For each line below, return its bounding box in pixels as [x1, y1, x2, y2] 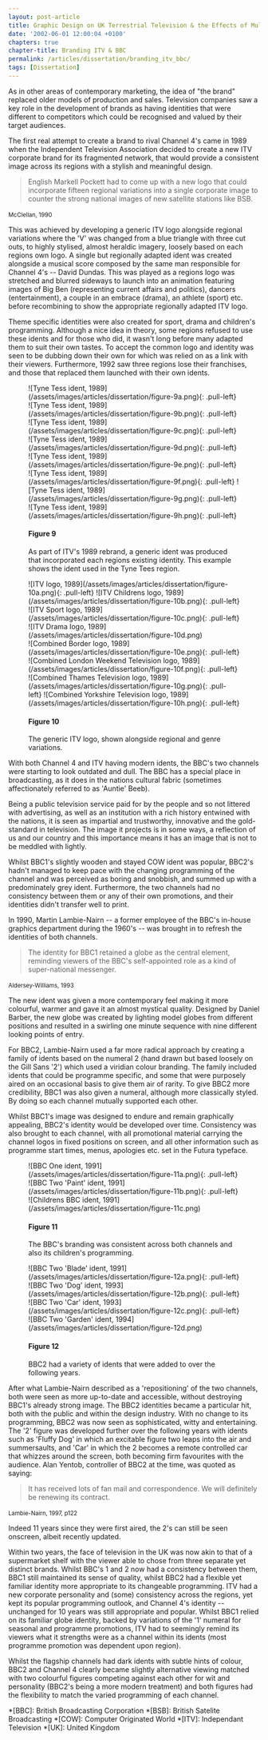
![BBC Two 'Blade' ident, [28, 1263, 108, 1273]
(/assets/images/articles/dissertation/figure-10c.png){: [28, 613, 207, 623]
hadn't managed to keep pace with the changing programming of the [8, 866, 235, 876]
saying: [8, 1468, 33, 1478]
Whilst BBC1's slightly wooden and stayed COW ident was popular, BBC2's [8, 857, 254, 867]
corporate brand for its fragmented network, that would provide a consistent [8, 153, 259, 162]
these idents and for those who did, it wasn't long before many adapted [8, 333, 243, 343]
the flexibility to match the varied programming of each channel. [8, 1690, 219, 1699]
